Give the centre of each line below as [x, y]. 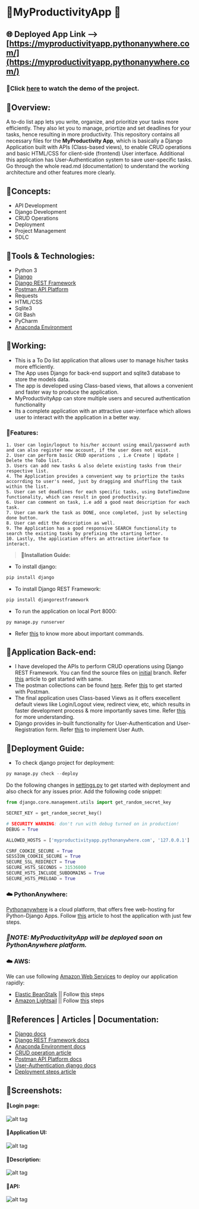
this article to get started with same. [59, 679]
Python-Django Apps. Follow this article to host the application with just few [99, 916]
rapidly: [15, 983]
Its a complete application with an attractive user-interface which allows [103, 411]
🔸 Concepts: [29, 191]
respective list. [28, 471]
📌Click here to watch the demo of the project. [73, 88]
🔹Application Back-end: [51, 652]
